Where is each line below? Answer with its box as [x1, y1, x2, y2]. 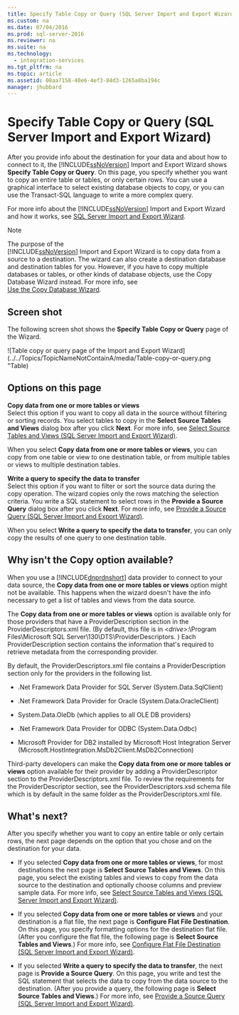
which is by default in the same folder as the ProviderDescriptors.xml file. [7, 790, 223, 798]
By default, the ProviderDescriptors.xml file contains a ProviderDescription [7, 661, 226, 670]
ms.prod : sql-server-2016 [7, 30, 84, 38]
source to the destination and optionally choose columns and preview [17, 881, 222, 889]
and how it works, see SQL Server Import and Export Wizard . [7, 212, 186, 221]
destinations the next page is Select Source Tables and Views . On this [17, 866, 225, 874]
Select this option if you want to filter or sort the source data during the [7, 481, 216, 490]
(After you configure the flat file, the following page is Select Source [17, 932, 218, 942]
